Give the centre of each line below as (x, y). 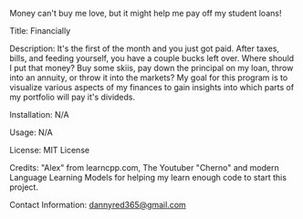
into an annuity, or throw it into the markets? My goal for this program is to (149, 78)
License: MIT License (49, 150)
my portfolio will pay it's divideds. (73, 97)
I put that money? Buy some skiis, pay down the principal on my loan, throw (151, 68)
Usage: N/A (31, 132)
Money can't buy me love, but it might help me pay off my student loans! (146, 13)
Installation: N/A (40, 115)
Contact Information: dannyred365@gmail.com (98, 205)
